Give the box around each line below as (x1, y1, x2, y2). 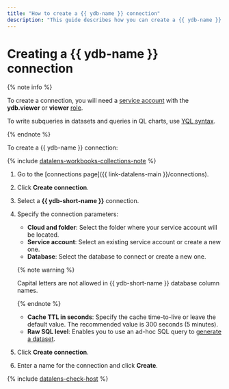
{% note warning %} (16, 266, 75, 274)
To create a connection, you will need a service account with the (7, 97, 189, 105)
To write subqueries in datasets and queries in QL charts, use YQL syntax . (7, 117, 216, 126)
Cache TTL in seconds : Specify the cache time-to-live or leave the (27, 313, 217, 321)
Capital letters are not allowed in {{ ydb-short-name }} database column (16, 279, 220, 287)
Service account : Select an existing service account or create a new (27, 238, 221, 246)
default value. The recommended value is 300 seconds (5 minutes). (27, 320, 219, 329)
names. (16, 286, 38, 295)
